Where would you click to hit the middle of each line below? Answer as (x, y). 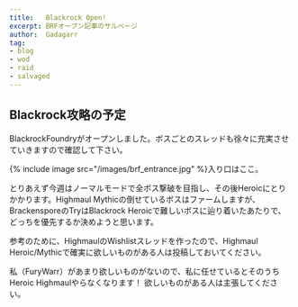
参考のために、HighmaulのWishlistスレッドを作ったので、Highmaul (134, 240)
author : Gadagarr (44, 34)
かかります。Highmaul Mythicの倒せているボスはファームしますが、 (135, 199)
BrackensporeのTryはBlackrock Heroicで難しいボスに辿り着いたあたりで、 (148, 210)
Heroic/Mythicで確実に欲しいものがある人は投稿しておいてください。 (138, 252)
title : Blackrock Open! (58, 18)
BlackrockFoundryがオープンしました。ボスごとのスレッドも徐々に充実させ (149, 138)
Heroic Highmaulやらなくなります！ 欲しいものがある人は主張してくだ (140, 282)
